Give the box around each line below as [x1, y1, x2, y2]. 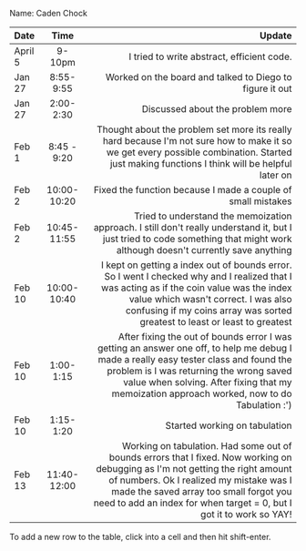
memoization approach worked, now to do [111, 387, 292, 400]
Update [259, 29, 292, 42]
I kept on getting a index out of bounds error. [101, 259, 292, 271]
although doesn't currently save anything [116, 244, 292, 256]
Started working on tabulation [165, 419, 292, 432]
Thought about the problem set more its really [97, 123, 292, 136]
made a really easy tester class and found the [97, 353, 292, 365]
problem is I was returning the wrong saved [107, 364, 292, 377]
